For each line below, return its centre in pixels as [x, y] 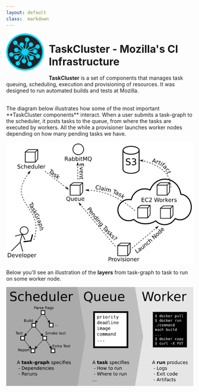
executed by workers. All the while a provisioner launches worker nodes [94, 127]
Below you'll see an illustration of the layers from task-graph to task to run [97, 272]
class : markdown [28, 19]
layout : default [26, 12]
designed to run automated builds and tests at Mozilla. [72, 91]
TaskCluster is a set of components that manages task [116, 78]
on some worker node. [34, 279]
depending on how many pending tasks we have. [66, 134]
